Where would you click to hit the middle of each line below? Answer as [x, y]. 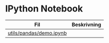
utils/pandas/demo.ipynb [37, 33]
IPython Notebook [44, 9]
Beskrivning [86, 24]
